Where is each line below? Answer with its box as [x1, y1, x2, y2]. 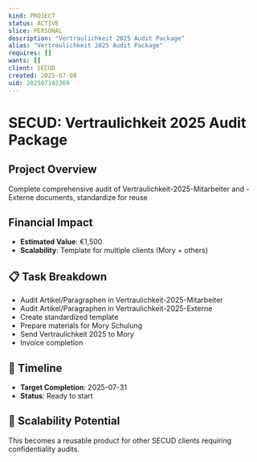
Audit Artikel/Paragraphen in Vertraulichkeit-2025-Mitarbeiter [19, 295, 223, 305]
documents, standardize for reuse [35, 192, 149, 202]
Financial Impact [8, 215, 93, 229]
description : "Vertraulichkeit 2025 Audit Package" [8, 34, 185, 43]
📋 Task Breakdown [8, 270, 107, 284]
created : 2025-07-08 [8, 72, 78, 80]
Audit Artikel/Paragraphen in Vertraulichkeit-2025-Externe [19, 304, 213, 313]
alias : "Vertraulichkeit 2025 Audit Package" [8, 42, 163, 50]
